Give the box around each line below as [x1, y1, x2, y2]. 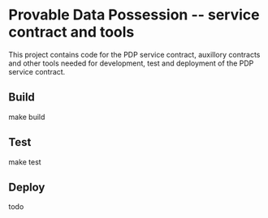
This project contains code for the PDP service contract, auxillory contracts [8, 49, 261, 59]
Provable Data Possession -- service [8, 6, 260, 24]
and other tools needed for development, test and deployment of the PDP [8, 58, 254, 68]
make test [8, 156, 42, 167]
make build [8, 112, 45, 122]
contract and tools [8, 23, 135, 41]
